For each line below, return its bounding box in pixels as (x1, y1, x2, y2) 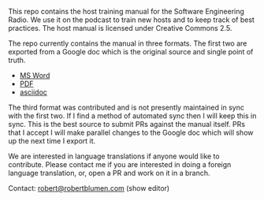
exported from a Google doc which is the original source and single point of (8, 47, 254, 56)
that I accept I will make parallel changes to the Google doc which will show (8, 128, 254, 137)
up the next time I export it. (8, 136, 96, 145)
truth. (8, 55, 26, 65)
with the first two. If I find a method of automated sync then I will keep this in (8, 111, 257, 121)
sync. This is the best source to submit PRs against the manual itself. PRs (8, 120, 246, 128)
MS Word (19, 71, 50, 80)
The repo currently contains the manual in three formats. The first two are (8, 39, 247, 48)
